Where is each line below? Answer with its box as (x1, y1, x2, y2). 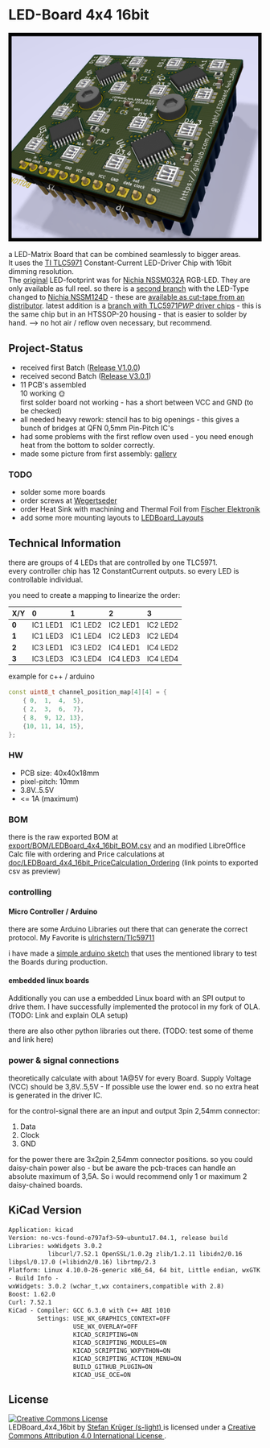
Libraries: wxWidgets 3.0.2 (8, 1242, 103, 1250)
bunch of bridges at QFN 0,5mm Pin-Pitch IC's (19, 423, 174, 433)
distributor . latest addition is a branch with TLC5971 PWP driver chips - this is (8, 301, 262, 311)
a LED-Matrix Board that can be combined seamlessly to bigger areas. (8, 250, 241, 259)
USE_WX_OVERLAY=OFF (72, 1322, 138, 1330)
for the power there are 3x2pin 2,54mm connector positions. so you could (8, 1154, 253, 1164)
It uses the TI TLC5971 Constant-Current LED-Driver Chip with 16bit (8, 258, 231, 268)
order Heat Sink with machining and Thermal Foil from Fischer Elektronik (19, 504, 260, 514)
